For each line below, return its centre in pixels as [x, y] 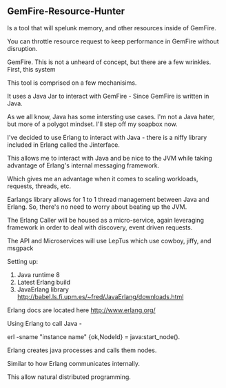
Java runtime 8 [38, 274]
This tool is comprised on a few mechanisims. [72, 83]
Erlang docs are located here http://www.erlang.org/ [82, 310]
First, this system [31, 69]
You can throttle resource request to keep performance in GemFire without [113, 41]
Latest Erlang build [44, 282]
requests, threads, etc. [39, 186]
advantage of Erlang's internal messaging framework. [83, 165]
